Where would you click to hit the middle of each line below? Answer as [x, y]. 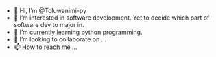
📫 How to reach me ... [45, 47]
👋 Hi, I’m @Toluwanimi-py [50, 11]
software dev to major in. [49, 25]
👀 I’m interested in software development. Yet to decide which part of [111, 18]
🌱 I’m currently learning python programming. [78, 32]
